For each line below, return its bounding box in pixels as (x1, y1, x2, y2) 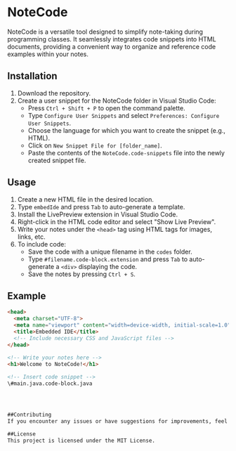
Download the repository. (17, 89, 91, 97)
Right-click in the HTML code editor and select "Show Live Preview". (17, 217, 216, 225)
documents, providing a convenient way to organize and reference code (7, 42, 216, 51)
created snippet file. (27, 156, 86, 164)
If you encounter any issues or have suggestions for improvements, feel (7, 417, 228, 425)
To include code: (17, 240, 67, 248)
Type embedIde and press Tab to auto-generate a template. (17, 202, 185, 211)
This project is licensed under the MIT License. (7, 437, 156, 444)
